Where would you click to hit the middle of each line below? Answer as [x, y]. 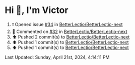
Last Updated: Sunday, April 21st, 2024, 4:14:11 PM [57, 57]
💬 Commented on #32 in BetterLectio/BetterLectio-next [70, 31]
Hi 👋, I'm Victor [37, 10]
